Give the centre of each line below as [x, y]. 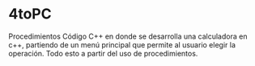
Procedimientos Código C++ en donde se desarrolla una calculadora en [128, 36]
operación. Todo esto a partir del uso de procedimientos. [103, 53]
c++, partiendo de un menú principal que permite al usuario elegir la [122, 44]
